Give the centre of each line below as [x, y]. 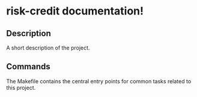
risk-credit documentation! [75, 11]
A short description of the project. [48, 48]
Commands [29, 67]
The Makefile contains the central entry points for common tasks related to [99, 81]
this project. [21, 87]
